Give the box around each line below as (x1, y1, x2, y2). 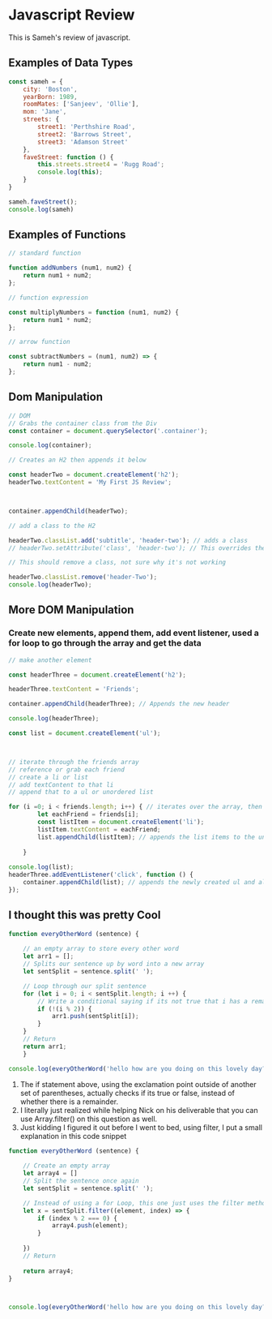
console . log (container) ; (8, 441, 92, 449)
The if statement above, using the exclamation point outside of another (19, 1079, 257, 1089)
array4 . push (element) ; (51, 1222, 129, 1230)
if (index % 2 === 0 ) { (37, 1214, 117, 1222)
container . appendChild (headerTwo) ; (8, 507, 129, 515)
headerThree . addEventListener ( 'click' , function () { (8, 870, 194, 879)
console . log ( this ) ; (37, 168, 104, 176)
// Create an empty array (23, 1162, 111, 1170)
